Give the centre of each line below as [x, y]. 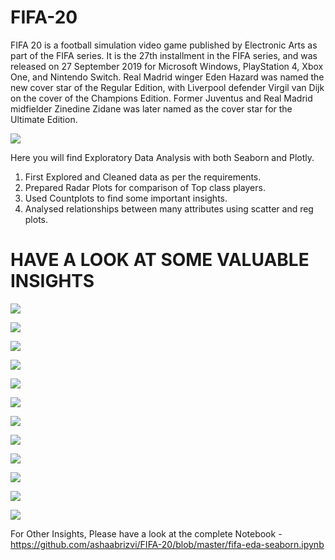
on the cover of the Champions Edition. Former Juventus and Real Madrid [161, 98]
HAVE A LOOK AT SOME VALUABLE [160, 260]
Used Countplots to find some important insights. [126, 198]
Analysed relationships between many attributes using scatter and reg [169, 208]
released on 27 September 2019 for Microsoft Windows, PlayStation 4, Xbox [167, 66]
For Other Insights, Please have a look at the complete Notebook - [146, 533]
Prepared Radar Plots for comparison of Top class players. [145, 187]
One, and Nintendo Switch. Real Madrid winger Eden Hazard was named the [167, 77]
